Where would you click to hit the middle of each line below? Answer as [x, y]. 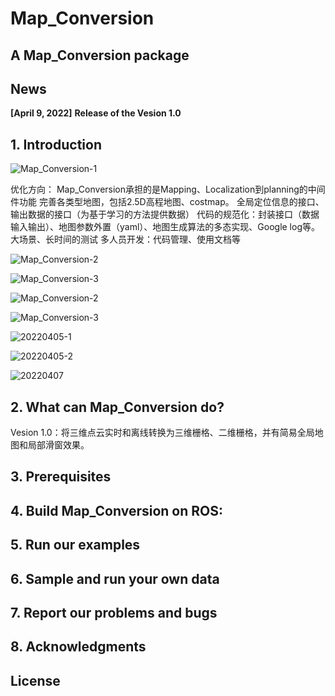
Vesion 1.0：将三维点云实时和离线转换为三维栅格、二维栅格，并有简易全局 [162, 433]
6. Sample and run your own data [115, 578]
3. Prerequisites [61, 477]
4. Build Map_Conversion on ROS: [116, 510]
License [35, 680]
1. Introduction [56, 144]
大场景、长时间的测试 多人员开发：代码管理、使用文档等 [125, 239]
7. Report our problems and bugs [114, 612]
